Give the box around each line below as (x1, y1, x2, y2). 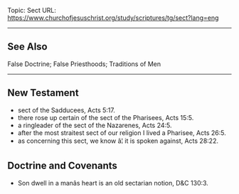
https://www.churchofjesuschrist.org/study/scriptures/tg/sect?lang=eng (7, 14, 219, 22)
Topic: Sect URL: (7, 6, 57, 14)
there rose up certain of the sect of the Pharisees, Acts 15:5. (17, 113, 194, 122)
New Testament (7, 87, 80, 99)
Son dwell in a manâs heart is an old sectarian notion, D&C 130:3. (17, 179, 208, 188)
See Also (7, 41, 48, 53)
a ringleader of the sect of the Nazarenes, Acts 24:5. (17, 121, 172, 129)
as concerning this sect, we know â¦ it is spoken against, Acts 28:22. (17, 136, 219, 145)
